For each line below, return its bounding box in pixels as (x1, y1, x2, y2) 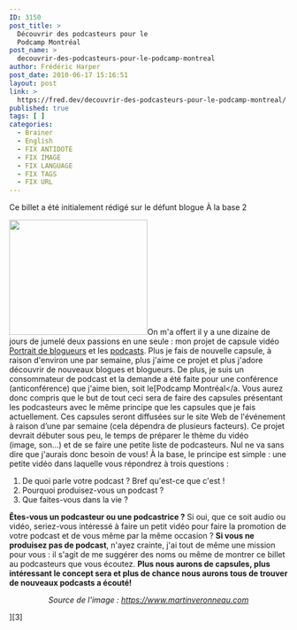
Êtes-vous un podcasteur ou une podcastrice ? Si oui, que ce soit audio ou (9, 511, 286, 523)
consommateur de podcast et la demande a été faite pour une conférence (9, 374, 278, 385)
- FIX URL (17, 178, 53, 187)
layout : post (9, 79, 57, 88)
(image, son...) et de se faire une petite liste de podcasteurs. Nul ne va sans (9, 439, 285, 450)
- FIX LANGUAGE (17, 161, 73, 170)
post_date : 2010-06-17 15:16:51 (9, 71, 128, 80)
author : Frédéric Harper (9, 63, 101, 72)
